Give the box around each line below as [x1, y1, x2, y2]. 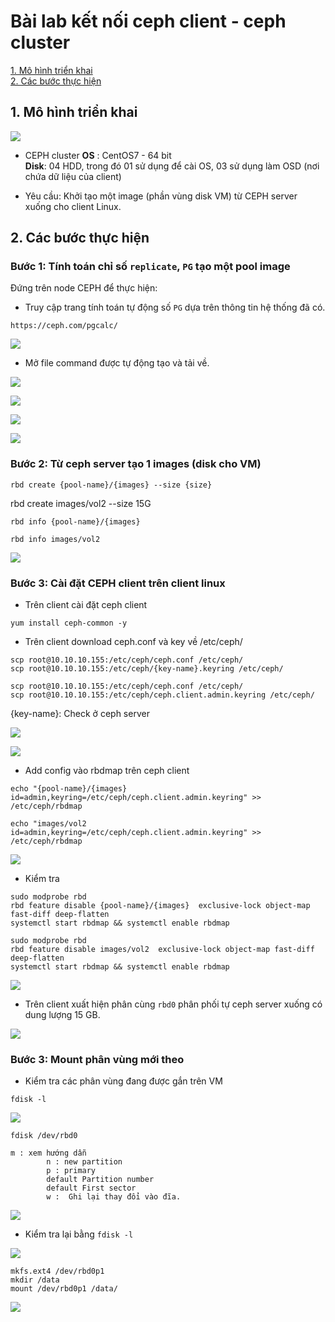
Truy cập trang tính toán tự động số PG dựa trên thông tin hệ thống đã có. [24, 301, 326, 314]
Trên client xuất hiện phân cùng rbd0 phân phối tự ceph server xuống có [24, 998, 323, 1010]
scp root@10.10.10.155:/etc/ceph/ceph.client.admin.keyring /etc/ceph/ [10, 690, 315, 700]
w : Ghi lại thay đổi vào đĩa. [46, 1192, 182, 1202]
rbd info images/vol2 [10, 534, 101, 544]
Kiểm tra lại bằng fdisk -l [24, 1228, 134, 1240]
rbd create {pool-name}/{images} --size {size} [10, 480, 213, 490]
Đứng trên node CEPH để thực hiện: [10, 282, 158, 294]
